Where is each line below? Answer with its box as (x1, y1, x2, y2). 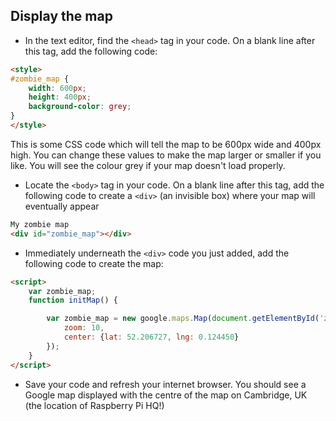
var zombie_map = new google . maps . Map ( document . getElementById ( (46, 314, 320, 324)
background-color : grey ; (28, 102, 132, 112)
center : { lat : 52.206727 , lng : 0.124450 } (63, 332, 240, 343)
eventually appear (24, 200, 100, 212)
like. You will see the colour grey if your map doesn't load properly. (10, 159, 286, 171)
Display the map (10, 8, 113, 25)
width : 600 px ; (28, 83, 87, 93)
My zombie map (10, 219, 70, 229)
